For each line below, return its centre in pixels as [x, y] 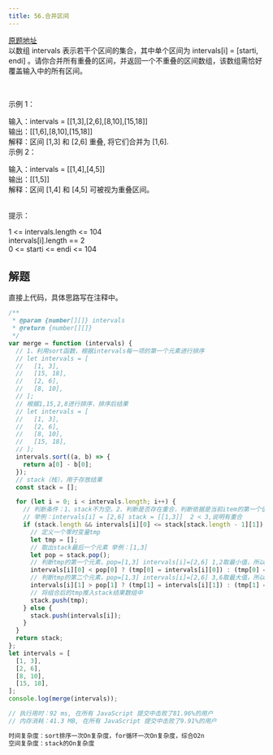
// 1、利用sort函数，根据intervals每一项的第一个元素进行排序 [110, 351]
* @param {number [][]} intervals [69, 321]
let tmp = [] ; [54, 540]
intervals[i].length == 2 [47, 240]
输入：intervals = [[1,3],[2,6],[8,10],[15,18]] [78, 121]
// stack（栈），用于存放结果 [59, 480]
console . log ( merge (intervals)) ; [63, 699]
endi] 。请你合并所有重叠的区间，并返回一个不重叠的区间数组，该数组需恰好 [135, 60]
